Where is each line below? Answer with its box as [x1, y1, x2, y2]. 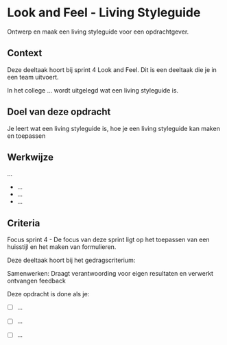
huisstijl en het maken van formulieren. [7, 243, 117, 251]
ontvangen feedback [7, 276, 67, 285]
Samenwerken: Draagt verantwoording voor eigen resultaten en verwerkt [7, 270, 214, 278]
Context [7, 47, 43, 59]
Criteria [7, 217, 40, 229]
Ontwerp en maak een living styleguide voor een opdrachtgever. [7, 27, 189, 36]
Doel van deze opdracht [7, 106, 111, 118]
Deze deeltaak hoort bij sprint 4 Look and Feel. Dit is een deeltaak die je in [7, 65, 217, 73]
